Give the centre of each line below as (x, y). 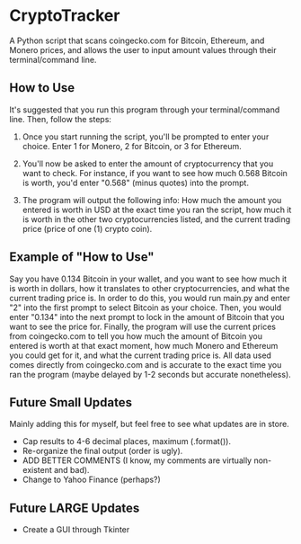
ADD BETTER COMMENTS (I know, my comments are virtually (137, 460)
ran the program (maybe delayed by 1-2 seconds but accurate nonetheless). (150, 374)
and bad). (71, 470)
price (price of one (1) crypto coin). (87, 228)
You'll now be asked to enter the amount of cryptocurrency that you (148, 164)
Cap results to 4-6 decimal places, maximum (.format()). (127, 441)
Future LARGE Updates (75, 508)
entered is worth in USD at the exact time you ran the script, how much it (157, 210)
